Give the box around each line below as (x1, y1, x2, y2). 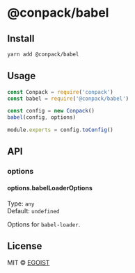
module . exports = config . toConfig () (7, 126, 113, 133)
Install (7, 33, 35, 44)
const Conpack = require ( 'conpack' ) (7, 88, 113, 95)
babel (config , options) (7, 114, 77, 121)
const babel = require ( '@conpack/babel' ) (7, 95, 129, 102)
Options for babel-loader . (7, 220, 81, 229)
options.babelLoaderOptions (7, 183, 93, 192)
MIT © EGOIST (7, 258, 50, 267)
